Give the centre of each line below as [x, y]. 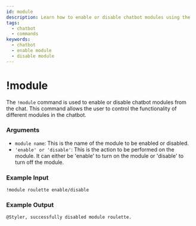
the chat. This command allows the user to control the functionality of [91, 109]
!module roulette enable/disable [48, 190]
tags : [13, 23]
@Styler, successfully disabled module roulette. [69, 217]
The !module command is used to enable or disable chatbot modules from [96, 102]
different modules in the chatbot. [46, 114]
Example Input [27, 178]
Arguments [23, 130]
